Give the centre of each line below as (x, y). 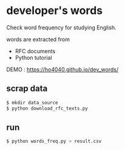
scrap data (27, 89)
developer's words (55, 11)
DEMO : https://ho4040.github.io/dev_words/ (62, 69)
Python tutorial (34, 57)
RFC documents (35, 51)
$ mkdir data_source (32, 102)
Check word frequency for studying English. (61, 27)
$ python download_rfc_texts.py (47, 108)
